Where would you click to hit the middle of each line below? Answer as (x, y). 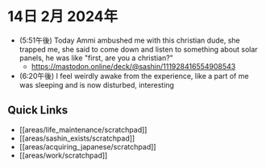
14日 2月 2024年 (63, 16)
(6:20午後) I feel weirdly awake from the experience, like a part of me (134, 76)
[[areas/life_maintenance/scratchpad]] (83, 129)
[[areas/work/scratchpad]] (63, 155)
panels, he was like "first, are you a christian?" (96, 58)
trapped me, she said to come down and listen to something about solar (139, 49)
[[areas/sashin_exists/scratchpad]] (77, 138)
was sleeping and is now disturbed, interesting (97, 84)
